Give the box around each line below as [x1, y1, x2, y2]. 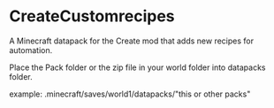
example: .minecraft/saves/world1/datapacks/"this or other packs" [9, 89, 251, 99]
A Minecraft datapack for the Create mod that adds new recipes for [9, 35, 255, 46]
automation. [9, 44, 53, 55]
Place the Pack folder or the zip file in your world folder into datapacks [9, 62, 267, 73]
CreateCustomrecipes [9, 6, 175, 27]
